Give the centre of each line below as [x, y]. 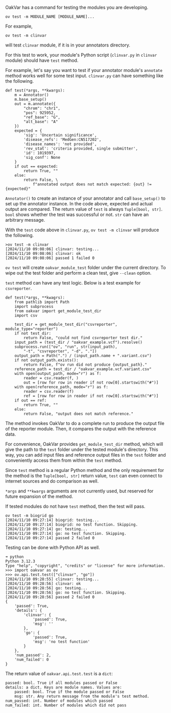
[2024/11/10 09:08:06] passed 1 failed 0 [50, 258]
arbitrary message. [25, 220]
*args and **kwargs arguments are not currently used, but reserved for [79, 491]
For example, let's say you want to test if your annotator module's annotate [84, 70]
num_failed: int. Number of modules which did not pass [66, 705]
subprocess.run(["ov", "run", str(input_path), [66, 347]
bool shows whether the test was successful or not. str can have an [77, 215]
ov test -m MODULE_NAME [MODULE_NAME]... [50, 17]
